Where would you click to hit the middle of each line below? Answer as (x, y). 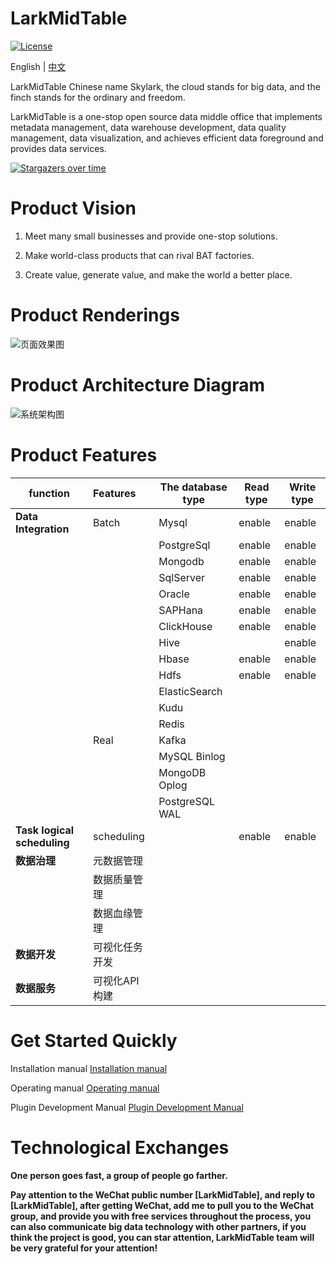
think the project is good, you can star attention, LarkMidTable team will (162, 1237)
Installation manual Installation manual (89, 1068)
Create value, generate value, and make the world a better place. (158, 274)
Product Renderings (95, 315)
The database (193, 487)
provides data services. (58, 148)
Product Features (84, 454)
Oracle (174, 594)
